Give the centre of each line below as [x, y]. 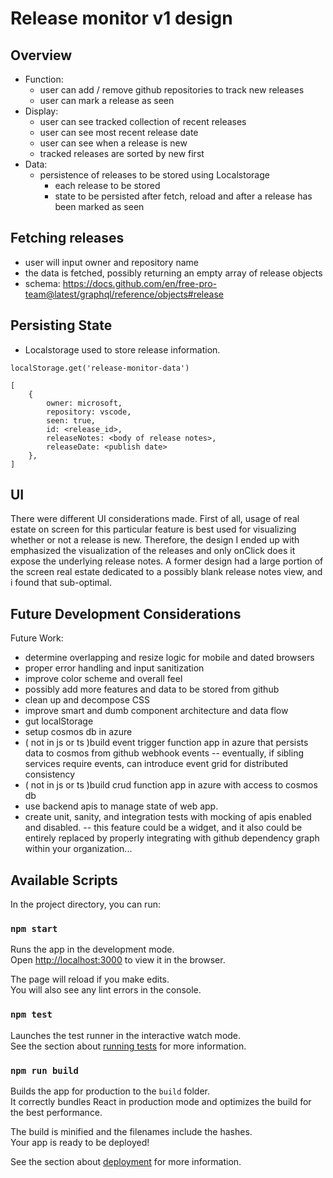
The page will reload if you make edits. [90, 979]
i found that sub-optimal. [61, 583]
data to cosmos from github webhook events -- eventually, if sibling [164, 753]
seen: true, [71, 420]
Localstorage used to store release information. [122, 349]
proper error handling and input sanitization [114, 668]
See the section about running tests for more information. [128, 1046]
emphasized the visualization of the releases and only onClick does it [153, 551]
